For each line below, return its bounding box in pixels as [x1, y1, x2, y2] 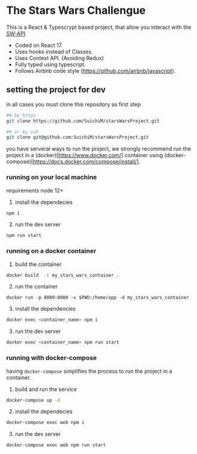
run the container [14, 283, 58, 290]
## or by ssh [6, 129, 39, 135]
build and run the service [14, 385, 77, 393]
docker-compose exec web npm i [6, 420, 85, 426]
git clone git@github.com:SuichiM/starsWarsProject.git [6, 134, 149, 140]
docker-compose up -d [6, 397, 61, 403]
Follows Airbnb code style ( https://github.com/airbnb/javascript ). [14, 67, 176, 74]
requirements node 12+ [6, 187, 64, 194]
